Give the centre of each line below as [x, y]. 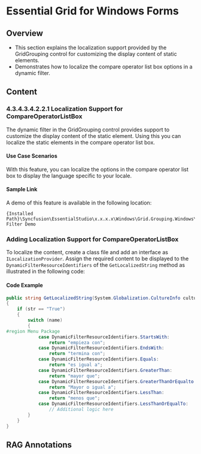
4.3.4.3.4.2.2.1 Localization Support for [65, 109]
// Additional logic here [81, 410]
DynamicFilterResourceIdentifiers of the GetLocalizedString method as [96, 265]
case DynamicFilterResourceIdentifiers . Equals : [99, 359]
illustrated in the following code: [46, 272]
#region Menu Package [33, 331]
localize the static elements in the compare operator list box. [81, 142]
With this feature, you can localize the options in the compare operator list [97, 169]
